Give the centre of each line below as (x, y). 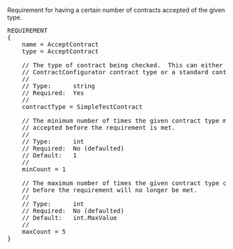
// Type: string (59, 86)
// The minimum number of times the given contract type (121, 121)
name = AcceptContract (60, 44)
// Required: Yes (53, 93)
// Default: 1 (50, 155)
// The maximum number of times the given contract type (121, 183)
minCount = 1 (44, 169)
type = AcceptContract (60, 51)
